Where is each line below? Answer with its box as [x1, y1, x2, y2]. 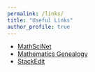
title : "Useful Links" [7, 17, 73, 24]
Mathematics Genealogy [17, 50, 89, 58]
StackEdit [17, 57, 45, 66]
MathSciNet [17, 43, 52, 51]
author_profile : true [7, 23, 71, 30]
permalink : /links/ [7, 10, 64, 17]
